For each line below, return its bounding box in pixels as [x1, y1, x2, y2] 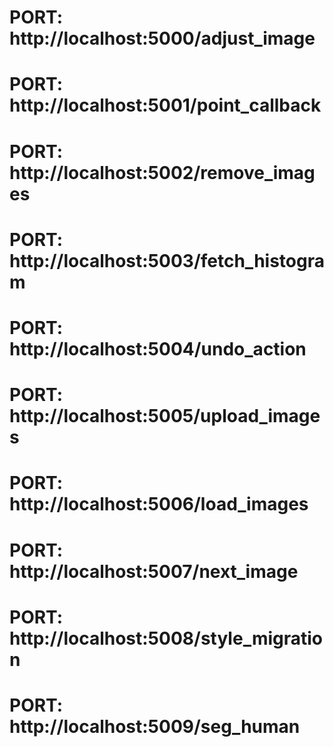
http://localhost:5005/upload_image [9, 405, 321, 428]
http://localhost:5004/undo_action [9, 337, 307, 360]
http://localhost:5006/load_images [9, 493, 309, 516]
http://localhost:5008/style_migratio [9, 627, 324, 650]
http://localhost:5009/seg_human [9, 715, 301, 738]
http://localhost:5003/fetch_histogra [9, 249, 325, 272]
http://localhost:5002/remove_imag [9, 161, 316, 184]
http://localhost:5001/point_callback [9, 94, 322, 117]
